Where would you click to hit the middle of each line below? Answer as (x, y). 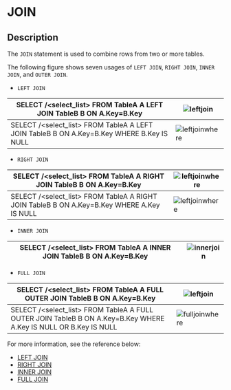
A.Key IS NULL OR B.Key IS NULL (64, 327)
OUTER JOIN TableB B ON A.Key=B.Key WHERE (88, 318)
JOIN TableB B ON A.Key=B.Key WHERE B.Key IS (89, 133)
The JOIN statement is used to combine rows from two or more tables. (106, 54)
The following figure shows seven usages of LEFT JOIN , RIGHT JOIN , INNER (111, 67)
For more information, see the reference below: (74, 344)
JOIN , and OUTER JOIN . (37, 74)
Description (33, 37)
